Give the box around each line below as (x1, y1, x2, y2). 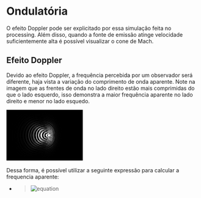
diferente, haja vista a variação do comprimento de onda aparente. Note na (6, 78, 196, 85)
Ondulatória (6, 4, 68, 18)
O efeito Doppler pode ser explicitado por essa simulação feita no (6, 24, 172, 32)
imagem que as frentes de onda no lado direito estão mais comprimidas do (6, 84, 195, 92)
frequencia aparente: (6, 173, 59, 181)
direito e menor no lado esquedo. (6, 97, 90, 105)
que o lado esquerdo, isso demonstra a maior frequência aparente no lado (6, 90, 194, 98)
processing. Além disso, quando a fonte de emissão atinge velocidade (6, 31, 183, 38)
